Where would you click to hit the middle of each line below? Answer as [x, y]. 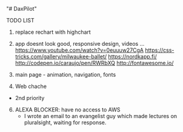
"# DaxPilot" [22, 9]
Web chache [31, 86]
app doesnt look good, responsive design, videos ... [80, 44]
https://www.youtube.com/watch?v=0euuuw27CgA [79, 50]
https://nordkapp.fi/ [132, 56]
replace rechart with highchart [53, 32]
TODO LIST [20, 20]
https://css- [160, 50]
